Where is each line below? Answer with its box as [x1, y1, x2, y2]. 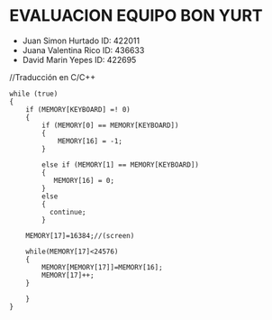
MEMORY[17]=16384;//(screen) [25, 231, 135, 240]
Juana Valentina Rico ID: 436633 [22, 44, 145, 55]
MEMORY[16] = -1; [57, 136, 123, 145]
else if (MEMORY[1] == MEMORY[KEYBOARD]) [41, 160, 200, 169]
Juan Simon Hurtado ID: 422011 [22, 35, 141, 46]
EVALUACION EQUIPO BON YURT [9, 5, 263, 26]
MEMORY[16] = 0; [53, 176, 115, 185]
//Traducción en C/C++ [9, 71, 96, 82]
